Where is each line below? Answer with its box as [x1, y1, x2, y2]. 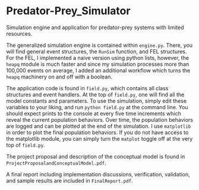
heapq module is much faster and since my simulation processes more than [6, 61, 189, 68]
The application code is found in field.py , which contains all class [6, 84, 169, 91]
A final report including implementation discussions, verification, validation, [6, 170, 190, 178]
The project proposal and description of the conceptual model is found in [6, 153, 185, 160]
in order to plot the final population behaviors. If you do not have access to [6, 129, 189, 136]
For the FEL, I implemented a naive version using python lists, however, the [6, 54, 189, 61]
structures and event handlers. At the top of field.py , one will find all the [6, 91, 185, 98]
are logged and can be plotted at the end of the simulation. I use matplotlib [6, 122, 191, 129]
